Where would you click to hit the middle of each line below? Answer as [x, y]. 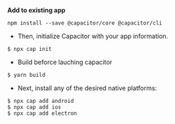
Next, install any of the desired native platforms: [87, 88]
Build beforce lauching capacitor [65, 62]
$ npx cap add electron [42, 113]
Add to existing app [36, 10]
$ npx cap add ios [34, 107]
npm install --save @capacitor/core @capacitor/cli [85, 23]
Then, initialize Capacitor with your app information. [93, 36]
